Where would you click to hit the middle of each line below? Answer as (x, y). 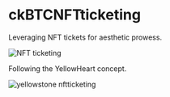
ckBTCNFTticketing (75, 15)
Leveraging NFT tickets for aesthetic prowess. (85, 37)
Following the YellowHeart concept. (68, 68)
